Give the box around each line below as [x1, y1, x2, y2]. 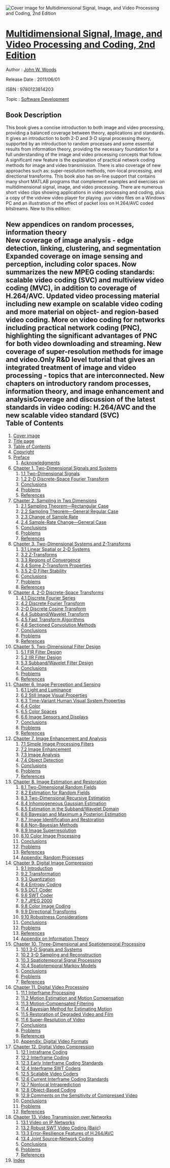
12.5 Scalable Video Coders [20, 1070, 79, 1076]
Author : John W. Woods [6, 66, 57, 72]
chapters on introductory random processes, [6, 379, 151, 388]
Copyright [13, 448, 35, 455]
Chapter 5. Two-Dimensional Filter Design [13, 643, 101, 649]
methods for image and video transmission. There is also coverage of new [6, 162, 161, 168]
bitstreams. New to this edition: [6, 205, 71, 211]
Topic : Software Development [6, 96, 69, 102]
